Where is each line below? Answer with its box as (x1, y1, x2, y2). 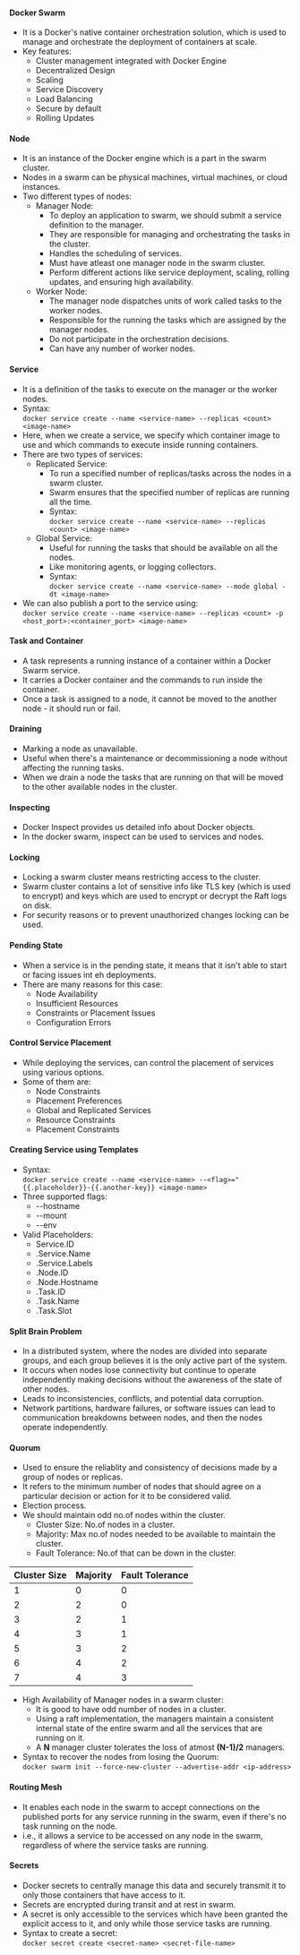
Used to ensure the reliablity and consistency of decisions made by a (21, 1462, 278, 1473)
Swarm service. (21, 665, 81, 675)
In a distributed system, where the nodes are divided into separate (21, 1346, 268, 1357)
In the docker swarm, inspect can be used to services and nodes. (21, 831, 264, 842)
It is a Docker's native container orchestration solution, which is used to (21, 27, 287, 38)
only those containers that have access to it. (21, 1890, 186, 1900)
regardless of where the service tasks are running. (21, 1839, 209, 1850)
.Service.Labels (35, 1258, 94, 1269)
